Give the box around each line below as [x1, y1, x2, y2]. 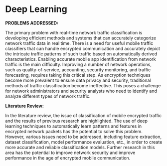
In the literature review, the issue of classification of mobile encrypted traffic [5, 112, 162, 118]
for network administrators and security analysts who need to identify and [5, 88, 158, 94]
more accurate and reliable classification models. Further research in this [5, 144, 155, 150]
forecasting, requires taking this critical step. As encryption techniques [5, 72, 151, 78]
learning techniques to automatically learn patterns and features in [5, 123, 142, 129]
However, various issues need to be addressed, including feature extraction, [5, 134, 162, 140]
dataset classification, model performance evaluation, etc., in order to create [5, 139, 163, 145]
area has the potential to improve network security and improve [5, 150, 136, 156]
